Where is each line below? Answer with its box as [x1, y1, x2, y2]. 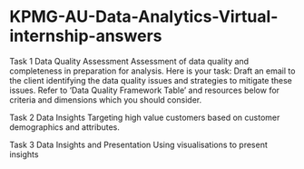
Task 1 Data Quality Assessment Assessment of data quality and [9, 55, 250, 66]
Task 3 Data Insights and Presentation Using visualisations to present [9, 139, 268, 150]
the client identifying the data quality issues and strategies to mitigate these [9, 75, 292, 85]
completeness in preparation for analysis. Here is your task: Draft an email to [9, 65, 296, 76]
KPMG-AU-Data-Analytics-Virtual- [9, 6, 279, 27]
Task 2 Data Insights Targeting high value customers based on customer [9, 112, 280, 123]
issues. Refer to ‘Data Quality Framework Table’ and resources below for [9, 84, 279, 95]
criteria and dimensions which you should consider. [9, 94, 202, 105]
